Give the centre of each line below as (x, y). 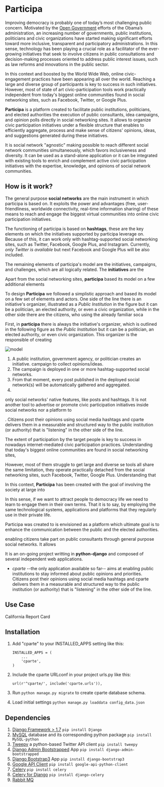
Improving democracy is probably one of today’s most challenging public (79, 23)
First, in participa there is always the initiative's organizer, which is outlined (81, 324)
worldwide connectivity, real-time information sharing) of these (95, 209)
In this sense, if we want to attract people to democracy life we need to (77, 499)
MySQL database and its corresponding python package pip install (82, 735)
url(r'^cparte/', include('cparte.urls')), (57, 684)
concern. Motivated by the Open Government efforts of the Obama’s (74, 27)
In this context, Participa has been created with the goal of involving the (78, 484)
